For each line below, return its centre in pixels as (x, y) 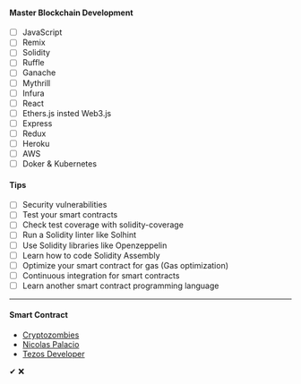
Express (37, 123)
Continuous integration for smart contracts (101, 275)
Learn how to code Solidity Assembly (91, 255)
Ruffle (33, 63)
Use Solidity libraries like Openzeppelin (95, 245)
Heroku (36, 143)
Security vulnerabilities (64, 205)
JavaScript (42, 32)
